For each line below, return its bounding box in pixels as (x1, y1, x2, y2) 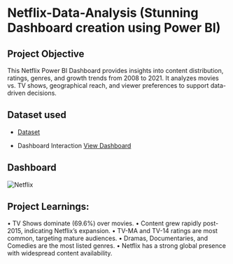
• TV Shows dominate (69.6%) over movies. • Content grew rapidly (7, 219, 202, 227)
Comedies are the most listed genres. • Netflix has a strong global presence (7, 242, 226, 250)
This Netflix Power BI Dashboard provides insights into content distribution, (7, 67, 224, 74)
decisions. (27, 89, 57, 97)
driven (7, 89, 26, 97)
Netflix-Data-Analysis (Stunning (7, 5, 199, 21)
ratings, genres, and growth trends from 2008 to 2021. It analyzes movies (7, 74, 219, 82)
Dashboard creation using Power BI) (7, 20, 221, 36)
